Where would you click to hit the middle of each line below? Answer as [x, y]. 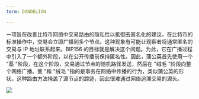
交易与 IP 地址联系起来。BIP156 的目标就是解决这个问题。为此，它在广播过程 [99, 49]
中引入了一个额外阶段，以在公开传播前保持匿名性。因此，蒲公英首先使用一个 [99, 56]
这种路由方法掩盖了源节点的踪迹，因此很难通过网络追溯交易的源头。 [99, 78]
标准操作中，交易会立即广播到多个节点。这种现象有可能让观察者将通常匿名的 [99, 41]
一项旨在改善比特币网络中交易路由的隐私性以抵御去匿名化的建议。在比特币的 [99, 34]
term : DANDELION [26, 11]
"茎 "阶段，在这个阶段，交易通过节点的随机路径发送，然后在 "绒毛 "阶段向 [96, 64]
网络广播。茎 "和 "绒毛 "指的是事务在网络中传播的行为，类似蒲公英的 [95, 71]
